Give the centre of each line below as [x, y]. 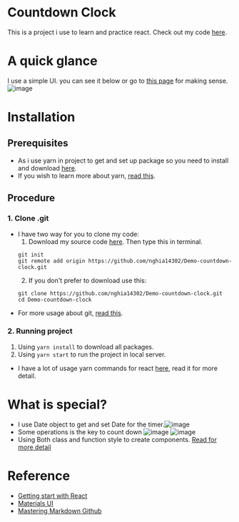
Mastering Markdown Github [60, 511]
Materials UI [35, 503]
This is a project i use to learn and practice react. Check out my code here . [117, 32]
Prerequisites [38, 143]
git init [31, 255]
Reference [39, 476]
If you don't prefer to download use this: [87, 280]
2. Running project [40, 331]
